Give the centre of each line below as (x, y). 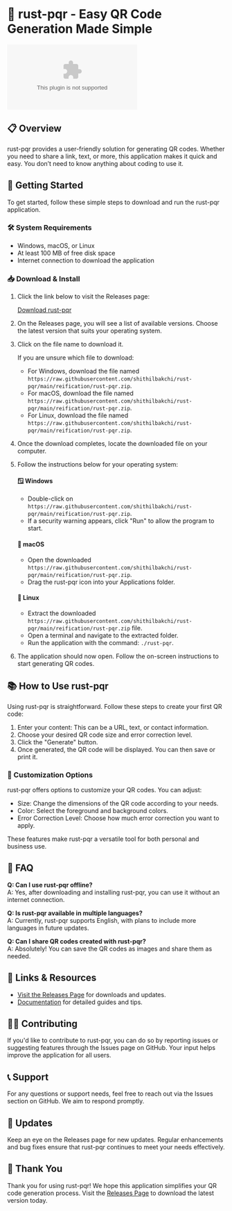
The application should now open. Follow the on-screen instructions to (118, 656)
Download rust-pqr (44, 310)
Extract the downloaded (62, 613)
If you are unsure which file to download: (75, 358)
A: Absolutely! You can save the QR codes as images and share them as (110, 949)
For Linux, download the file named (78, 415)
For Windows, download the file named (83, 371)
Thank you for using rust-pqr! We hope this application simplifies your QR (112, 1185)
